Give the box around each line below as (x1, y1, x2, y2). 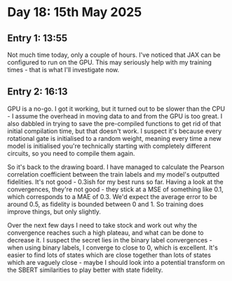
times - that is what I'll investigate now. (7, 66, 120, 74)
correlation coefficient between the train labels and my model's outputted (7, 170, 219, 179)
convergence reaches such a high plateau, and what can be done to (7, 228, 204, 237)
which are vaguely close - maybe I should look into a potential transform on (7, 258, 226, 266)
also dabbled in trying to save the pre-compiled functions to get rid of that (7, 119, 221, 128)
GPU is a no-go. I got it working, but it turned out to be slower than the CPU (7, 104, 226, 113)
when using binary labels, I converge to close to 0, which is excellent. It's (7, 243, 219, 252)
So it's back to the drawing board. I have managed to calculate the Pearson (7, 163, 225, 171)
